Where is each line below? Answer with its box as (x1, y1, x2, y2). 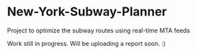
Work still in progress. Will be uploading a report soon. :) (7, 39, 166, 47)
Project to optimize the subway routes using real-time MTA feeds (7, 26, 190, 34)
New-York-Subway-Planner (7, 4, 168, 20)
